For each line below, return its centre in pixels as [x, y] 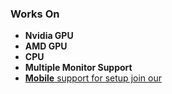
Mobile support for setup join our [93, 78]
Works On [35, 14]
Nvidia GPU [49, 36]
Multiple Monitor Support [78, 68]
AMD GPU [46, 46]
